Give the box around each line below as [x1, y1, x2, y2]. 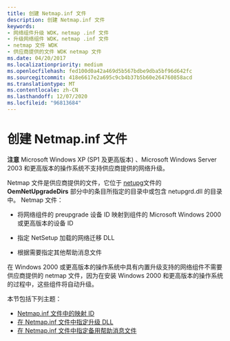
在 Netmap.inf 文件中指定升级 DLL [17, 318, 114, 326]
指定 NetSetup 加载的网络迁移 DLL [17, 233, 115, 241]
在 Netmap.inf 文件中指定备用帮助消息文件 [17, 326, 137, 334]
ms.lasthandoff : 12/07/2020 [7, 93, 88, 100]
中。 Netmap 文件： [7, 195, 63, 203]
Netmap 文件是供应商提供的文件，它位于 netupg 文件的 [7, 178, 162, 186]
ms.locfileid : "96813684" [7, 100, 81, 107]
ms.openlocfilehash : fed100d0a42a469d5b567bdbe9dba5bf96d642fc [7, 67, 193, 74]
